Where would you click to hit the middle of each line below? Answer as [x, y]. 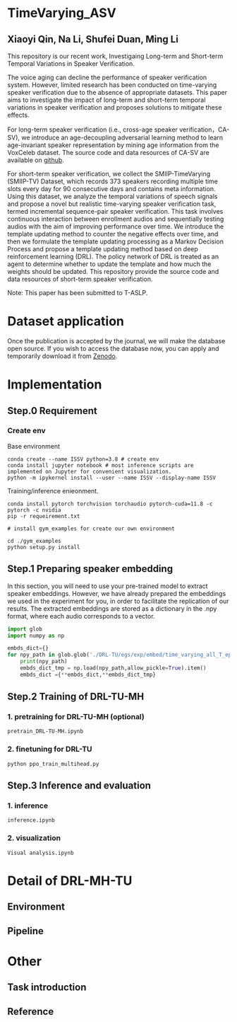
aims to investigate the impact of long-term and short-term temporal [107, 100]
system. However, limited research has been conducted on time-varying [112, 85]
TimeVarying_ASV [62, 13]
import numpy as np [36, 636]
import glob [25, 629]
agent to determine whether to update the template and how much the [109, 264]
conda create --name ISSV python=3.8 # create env [83, 459]
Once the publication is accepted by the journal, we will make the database [116, 340]
